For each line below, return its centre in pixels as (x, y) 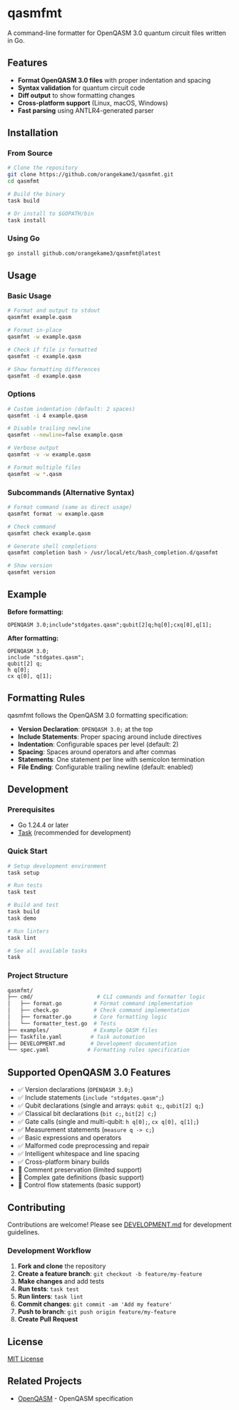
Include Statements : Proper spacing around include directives (110, 736)
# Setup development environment (57, 866)
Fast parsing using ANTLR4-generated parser (86, 110)
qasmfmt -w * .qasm (35, 474)
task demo (22, 918)
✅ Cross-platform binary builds (63, 1162)
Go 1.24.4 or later (43, 825)
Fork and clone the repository (62, 1266)
